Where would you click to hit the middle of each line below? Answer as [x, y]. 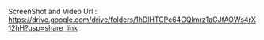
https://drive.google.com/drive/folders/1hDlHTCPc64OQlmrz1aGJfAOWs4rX [132, 20]
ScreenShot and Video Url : [53, 11]
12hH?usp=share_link [43, 28]
